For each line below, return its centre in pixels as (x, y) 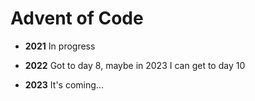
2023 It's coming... (64, 84)
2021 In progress (60, 46)
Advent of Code (77, 18)
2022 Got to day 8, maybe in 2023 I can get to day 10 (135, 65)
